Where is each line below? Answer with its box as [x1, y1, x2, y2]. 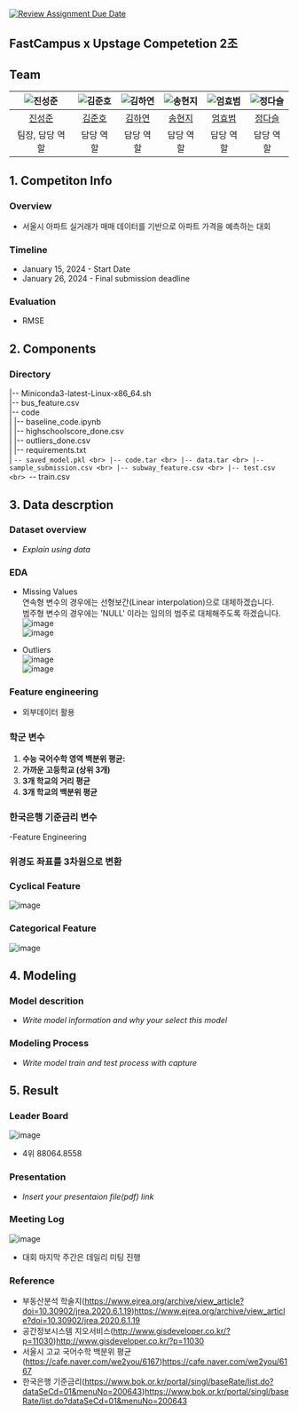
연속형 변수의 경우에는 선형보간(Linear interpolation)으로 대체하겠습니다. [21, 597, 275, 608]
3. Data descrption [9, 497, 114, 512]
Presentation [9, 1171, 67, 1183]
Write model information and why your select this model [21, 1015, 228, 1026]
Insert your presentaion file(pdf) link [21, 1191, 154, 1202]
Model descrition [9, 995, 84, 1007]
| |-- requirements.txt [9, 445, 87, 456]
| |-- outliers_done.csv [9, 435, 90, 446]
